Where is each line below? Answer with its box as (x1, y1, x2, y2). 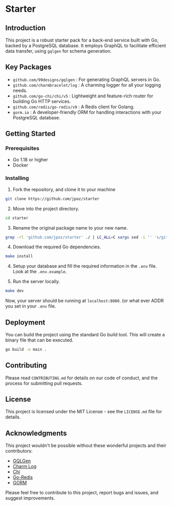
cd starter (5, 215, 29, 220)
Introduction (5, 24, 46, 32)
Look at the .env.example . (12, 269, 67, 275)
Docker (12, 162, 29, 168)
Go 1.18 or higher (12, 156, 48, 163)
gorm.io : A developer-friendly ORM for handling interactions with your (12, 109, 162, 115)
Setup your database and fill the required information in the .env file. (12, 263, 157, 269)
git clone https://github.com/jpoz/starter (5, 196, 100, 201)
